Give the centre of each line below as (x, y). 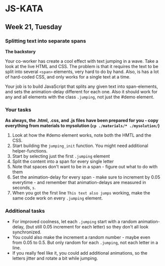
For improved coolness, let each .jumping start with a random (74, 222)
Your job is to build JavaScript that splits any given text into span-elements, (82, 86)
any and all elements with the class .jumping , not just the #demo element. (80, 97)
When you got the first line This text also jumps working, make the (81, 193)
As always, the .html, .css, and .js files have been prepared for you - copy (82, 120)
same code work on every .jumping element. (57, 198)
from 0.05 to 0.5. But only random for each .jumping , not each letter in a (85, 243)
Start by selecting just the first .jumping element (61, 156)
